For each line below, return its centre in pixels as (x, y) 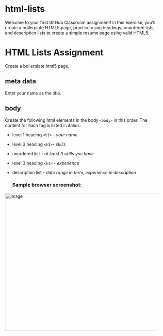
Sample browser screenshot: (47, 185)
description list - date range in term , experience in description (74, 172)
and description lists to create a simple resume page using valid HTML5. (77, 33)
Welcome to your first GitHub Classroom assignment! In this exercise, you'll (80, 22)
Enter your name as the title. (33, 93)
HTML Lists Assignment (54, 53)
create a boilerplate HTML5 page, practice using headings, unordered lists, (80, 27)
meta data (21, 81)
